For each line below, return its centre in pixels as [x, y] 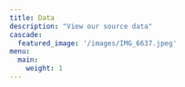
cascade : [26, 34]
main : [28, 60]
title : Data [32, 18]
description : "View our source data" [81, 26]
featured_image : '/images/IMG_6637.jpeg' [98, 43]
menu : [20, 52]
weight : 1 [45, 69]
